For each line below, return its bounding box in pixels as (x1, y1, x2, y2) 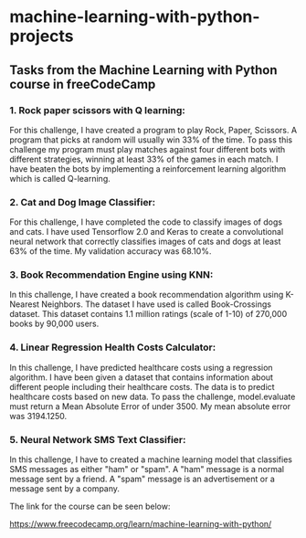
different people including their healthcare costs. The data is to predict (9, 381, 276, 392)
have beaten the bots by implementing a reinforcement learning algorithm (9, 163, 287, 174)
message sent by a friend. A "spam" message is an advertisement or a (9, 473, 276, 485)
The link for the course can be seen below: (9, 501, 171, 512)
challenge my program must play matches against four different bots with (9, 143, 286, 154)
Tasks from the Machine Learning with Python (9, 62, 278, 78)
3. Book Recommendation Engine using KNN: (9, 269, 214, 281)
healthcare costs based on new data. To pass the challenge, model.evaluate (9, 391, 296, 402)
